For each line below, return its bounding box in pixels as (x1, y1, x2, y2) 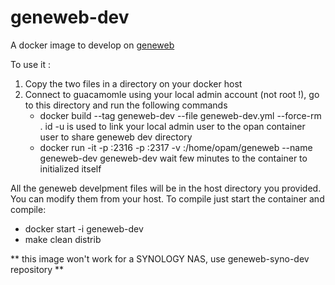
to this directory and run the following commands (24, 99, 228, 111)
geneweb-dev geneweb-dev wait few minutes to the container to (39, 152, 308, 164)
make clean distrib (24, 233, 102, 245)
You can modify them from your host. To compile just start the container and (10, 192, 325, 205)
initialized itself (39, 162, 102, 175)
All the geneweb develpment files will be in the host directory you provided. (10, 182, 322, 194)
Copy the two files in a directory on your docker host (24, 77, 243, 90)
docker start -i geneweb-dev (24, 222, 144, 235)
